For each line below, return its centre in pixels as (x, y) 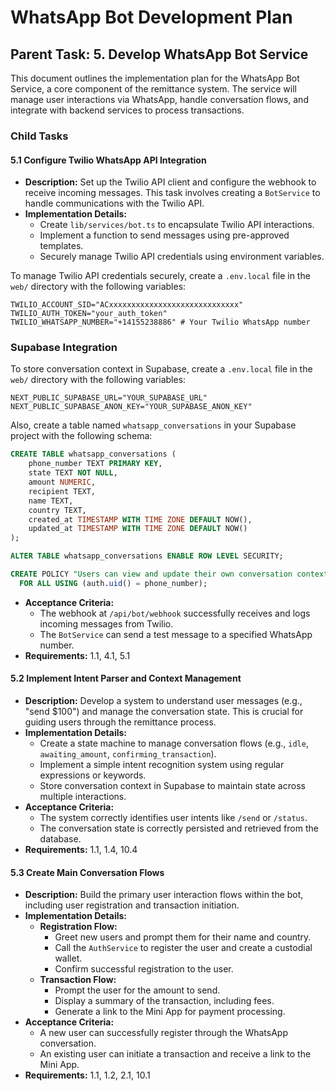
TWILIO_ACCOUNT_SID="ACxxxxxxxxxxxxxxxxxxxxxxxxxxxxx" (127, 305)
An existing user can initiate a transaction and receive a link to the (175, 1054)
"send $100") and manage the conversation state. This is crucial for (164, 711)
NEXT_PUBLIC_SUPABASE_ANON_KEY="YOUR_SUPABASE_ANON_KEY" (131, 407)
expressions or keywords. (93, 775)
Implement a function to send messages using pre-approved (164, 235)
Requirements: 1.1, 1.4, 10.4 (81, 849)
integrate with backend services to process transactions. (127, 110)
